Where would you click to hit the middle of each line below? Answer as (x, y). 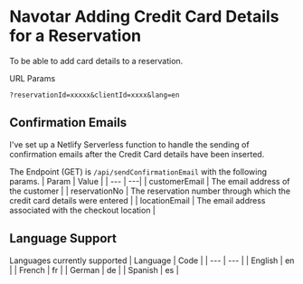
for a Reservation (76, 36)
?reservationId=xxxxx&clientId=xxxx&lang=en (95, 95)
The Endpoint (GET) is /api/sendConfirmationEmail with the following (138, 171)
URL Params (33, 78)
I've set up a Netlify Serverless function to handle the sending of (130, 144)
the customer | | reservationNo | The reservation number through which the (150, 191)
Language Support (63, 238)
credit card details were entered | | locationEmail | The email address (137, 200)
